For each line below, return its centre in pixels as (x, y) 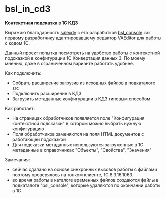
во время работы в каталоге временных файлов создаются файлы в (85, 180)
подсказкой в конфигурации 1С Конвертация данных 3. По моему (75, 58)
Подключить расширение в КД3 (47, 93)
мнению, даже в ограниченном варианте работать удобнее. (70, 63)
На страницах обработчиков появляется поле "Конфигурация (78, 118)
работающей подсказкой (39, 139)
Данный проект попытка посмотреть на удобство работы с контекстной (83, 53)
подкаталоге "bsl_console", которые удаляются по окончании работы (86, 185)
